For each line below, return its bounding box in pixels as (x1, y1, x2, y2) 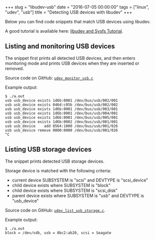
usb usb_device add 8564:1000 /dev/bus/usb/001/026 (5, 124, 118, 129)
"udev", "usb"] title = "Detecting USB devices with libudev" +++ (5, 9, 132, 15)
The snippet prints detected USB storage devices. (5, 158, 105, 164)
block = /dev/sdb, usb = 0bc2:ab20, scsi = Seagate (5, 230, 111, 235)
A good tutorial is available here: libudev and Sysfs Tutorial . (5, 28, 124, 34)
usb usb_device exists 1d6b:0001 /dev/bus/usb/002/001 (5, 98, 118, 103)
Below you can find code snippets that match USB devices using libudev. (5, 19, 151, 24)
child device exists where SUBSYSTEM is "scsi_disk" (12, 187, 118, 193)
